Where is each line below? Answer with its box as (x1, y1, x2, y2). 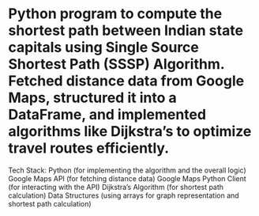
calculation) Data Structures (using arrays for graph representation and (8, 191, 239, 200)
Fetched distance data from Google (8, 72, 245, 90)
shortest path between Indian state (8, 21, 243, 40)
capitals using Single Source (8, 39, 199, 56)
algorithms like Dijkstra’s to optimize (8, 123, 252, 141)
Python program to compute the (8, 5, 223, 23)
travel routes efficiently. (8, 139, 170, 157)
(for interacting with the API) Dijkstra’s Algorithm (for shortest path (8, 182, 223, 191)
